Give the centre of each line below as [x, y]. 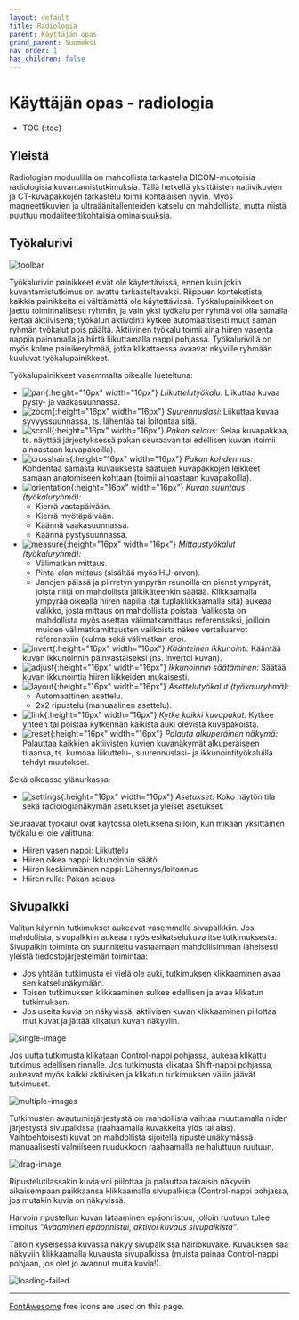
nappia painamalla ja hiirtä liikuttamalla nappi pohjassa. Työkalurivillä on [141, 339]
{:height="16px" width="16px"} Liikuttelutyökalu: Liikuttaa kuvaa [162, 392]
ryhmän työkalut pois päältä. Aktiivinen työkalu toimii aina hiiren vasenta [141, 329]
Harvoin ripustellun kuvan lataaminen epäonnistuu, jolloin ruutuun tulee [139, 1217]
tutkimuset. [30, 1084]
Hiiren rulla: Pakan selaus [69, 879]
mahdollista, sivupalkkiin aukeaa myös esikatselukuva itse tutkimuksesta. [143, 937]
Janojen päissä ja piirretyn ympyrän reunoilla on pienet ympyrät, [153, 582]
